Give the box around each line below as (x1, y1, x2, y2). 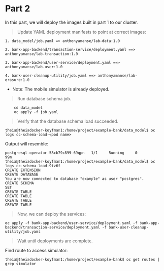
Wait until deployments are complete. (17, 238, 93, 244)
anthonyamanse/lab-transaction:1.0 (5, 51, 78, 56)
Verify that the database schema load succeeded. (17, 118, 119, 124)
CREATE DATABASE (5, 172, 38, 177)
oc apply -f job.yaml (14, 109, 58, 114)
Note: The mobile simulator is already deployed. (12, 86, 110, 92)
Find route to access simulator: (5, 247, 68, 253)
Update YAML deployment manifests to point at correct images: (17, 29, 146, 35)
